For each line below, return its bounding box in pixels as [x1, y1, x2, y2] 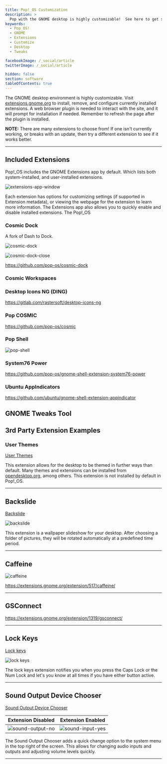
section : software [5, 76, 43, 81]
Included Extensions [5, 155, 70, 164]
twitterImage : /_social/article [5, 63, 72, 68]
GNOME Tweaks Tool [5, 409, 72, 418]
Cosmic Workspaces [5, 274, 57, 281]
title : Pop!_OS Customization [5, 7, 68, 12]
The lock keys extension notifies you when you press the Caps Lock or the [5, 667, 158, 673]
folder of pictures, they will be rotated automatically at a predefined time [5, 535, 153, 541]
